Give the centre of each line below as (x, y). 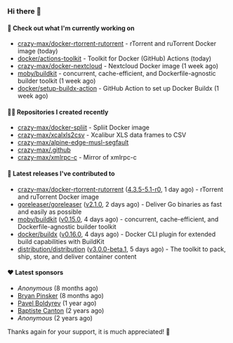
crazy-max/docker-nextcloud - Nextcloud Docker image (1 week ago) (118, 66)
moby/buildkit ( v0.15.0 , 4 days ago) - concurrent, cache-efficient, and (118, 219)
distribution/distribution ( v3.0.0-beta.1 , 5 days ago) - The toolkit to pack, (121, 249)
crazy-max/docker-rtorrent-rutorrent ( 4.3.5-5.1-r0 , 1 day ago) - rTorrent (120, 189)
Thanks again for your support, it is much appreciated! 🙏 (89, 331)
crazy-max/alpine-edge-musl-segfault (73, 143)
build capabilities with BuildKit (61, 241)
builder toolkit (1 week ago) (56, 81)
